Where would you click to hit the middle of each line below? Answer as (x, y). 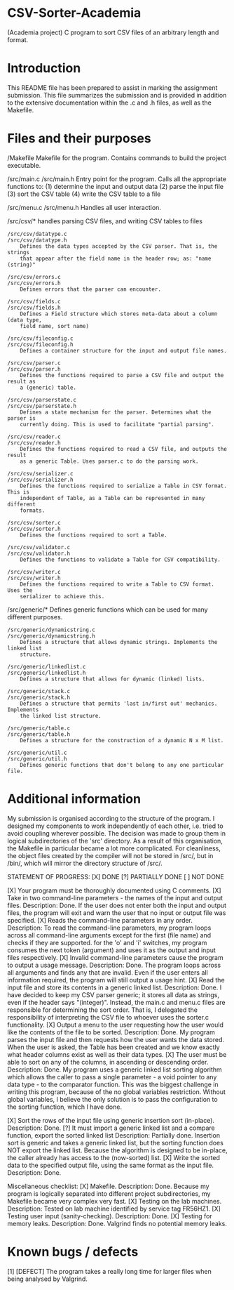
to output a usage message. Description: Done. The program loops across (114, 965)
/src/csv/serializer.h (40, 480)
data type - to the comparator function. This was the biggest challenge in (113, 1084)
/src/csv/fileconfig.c (40, 338)
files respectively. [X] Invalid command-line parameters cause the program (115, 957)
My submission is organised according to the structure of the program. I (111, 818)
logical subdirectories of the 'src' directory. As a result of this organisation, (115, 841)
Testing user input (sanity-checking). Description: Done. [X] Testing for (110, 1216)
